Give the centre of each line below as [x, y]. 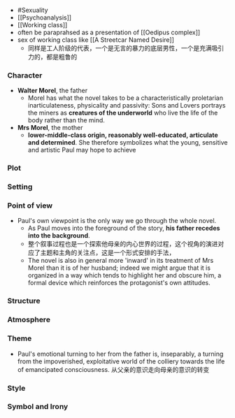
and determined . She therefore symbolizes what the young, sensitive [128, 143]
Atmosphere [29, 319]
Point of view [30, 206]
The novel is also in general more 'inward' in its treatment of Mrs [121, 261]
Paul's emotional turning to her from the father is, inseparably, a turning [120, 354]
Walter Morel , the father [52, 91]
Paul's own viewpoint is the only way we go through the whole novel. [117, 221]
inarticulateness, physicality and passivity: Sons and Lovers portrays [127, 106]
